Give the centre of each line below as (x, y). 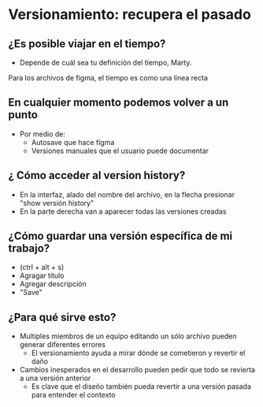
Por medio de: (42, 134)
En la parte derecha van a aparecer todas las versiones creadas (123, 211)
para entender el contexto (73, 395)
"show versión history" (57, 203)
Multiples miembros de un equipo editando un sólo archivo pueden (128, 336)
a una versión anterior (55, 378)
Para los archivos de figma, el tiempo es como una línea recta (108, 78)
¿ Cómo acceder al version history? (97, 175)
